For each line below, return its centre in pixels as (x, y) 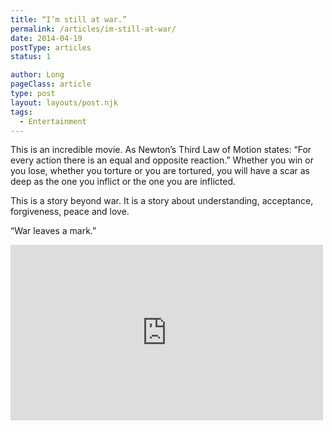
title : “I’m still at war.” (69, 19)
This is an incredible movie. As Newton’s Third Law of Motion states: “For (161, 150)
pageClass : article (51, 84)
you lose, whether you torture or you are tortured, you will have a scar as (160, 171)
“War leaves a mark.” (53, 231)
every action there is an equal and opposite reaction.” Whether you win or (162, 160)
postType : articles (51, 47)
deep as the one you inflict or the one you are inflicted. (123, 182)
